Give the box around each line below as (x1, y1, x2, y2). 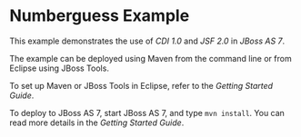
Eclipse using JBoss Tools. (9, 63, 109, 73)
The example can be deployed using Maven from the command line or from (9, 53, 293, 64)
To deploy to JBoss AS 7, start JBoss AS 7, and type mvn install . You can (9, 107, 285, 118)
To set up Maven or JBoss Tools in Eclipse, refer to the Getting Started (9, 80, 274, 91)
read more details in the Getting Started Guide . (9, 117, 185, 128)
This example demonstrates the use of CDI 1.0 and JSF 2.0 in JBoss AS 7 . (9, 35, 286, 46)
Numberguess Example (9, 5, 190, 26)
